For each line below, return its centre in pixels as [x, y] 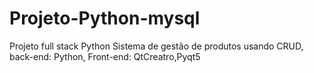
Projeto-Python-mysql [105, 18]
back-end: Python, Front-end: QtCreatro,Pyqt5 [105, 56]
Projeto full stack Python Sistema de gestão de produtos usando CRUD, [156, 46]
